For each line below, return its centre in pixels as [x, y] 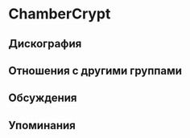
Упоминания [42, 125]
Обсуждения [43, 98]
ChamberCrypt [60, 14]
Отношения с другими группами [95, 70]
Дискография [45, 44]
